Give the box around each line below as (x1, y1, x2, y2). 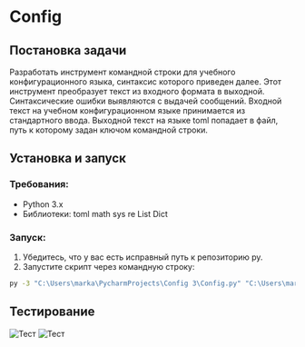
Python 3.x (22, 198, 64, 210)
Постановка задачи (9, 43, 127, 58)
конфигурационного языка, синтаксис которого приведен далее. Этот (9, 76, 282, 87)
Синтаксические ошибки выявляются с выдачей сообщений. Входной (9, 95, 282, 106)
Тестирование (9, 304, 95, 320)
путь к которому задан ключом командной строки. (9, 124, 209, 135)
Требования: (9, 178, 70, 191)
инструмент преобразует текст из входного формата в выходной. (9, 86, 265, 96)
